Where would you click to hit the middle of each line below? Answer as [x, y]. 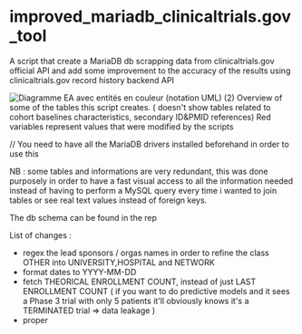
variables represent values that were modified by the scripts [122, 126]
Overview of [260, 98]
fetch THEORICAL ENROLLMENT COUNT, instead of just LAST [139, 282]
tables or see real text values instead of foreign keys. [108, 200]
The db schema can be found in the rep [83, 217]
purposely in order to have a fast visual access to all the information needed [151, 181]
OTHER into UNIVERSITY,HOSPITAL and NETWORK [118, 262]
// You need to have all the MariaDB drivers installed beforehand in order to [150, 144]
